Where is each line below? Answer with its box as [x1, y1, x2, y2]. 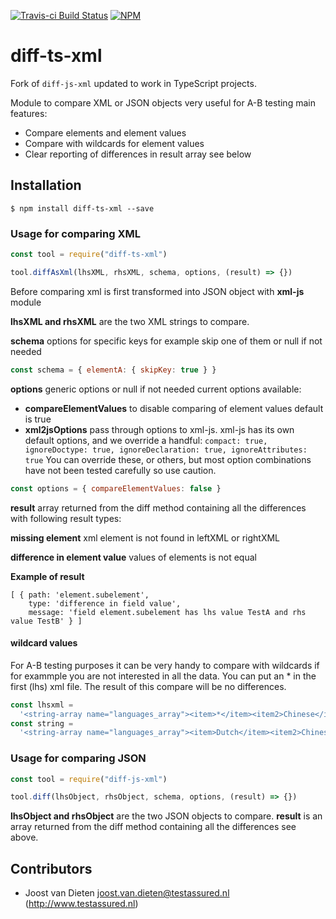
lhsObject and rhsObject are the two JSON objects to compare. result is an [10, 810, 323, 822]
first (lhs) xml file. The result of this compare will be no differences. [10, 680, 287, 692]
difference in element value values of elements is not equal [10, 551, 257, 563]
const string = [10, 718, 74, 729]
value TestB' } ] [10, 616, 83, 626]
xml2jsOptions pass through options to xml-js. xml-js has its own [24, 423, 295, 435]
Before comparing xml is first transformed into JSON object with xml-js [10, 285, 305, 297]
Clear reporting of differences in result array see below [24, 148, 252, 160]
